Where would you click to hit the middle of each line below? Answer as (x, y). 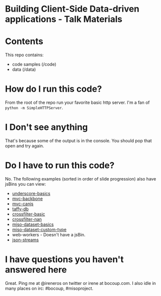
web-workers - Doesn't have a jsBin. (49, 234)
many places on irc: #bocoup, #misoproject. (49, 288)
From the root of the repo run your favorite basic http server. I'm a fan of (77, 102)
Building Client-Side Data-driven (72, 9)
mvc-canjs (23, 204)
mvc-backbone (27, 198)
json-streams (25, 240)
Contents (24, 41)
